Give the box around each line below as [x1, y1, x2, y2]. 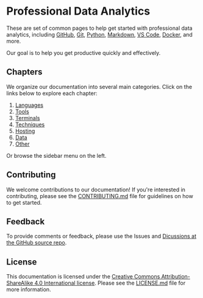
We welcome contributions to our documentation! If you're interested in [6, 186, 186, 193]
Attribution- [161, 273, 191, 280]
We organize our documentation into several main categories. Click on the [6, 83, 193, 90]
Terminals [15, 114, 40, 121]
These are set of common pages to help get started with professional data [6, 24, 193, 32]
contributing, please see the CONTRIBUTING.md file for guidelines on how [6, 192, 193, 199]
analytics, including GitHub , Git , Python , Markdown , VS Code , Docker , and [6, 30, 193, 38]
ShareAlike [6, 279, 34, 287]
